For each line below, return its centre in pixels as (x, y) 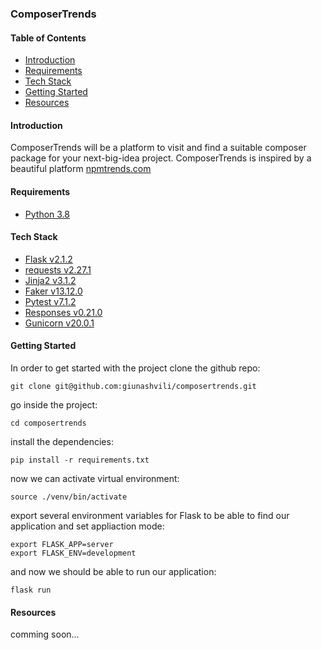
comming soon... (45, 634)
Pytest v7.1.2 (50, 301)
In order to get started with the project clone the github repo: (135, 368)
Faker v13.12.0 (53, 291)
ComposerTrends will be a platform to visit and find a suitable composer (158, 148)
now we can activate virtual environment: (95, 478)
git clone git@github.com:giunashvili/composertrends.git (133, 386)
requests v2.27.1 (58, 269)
